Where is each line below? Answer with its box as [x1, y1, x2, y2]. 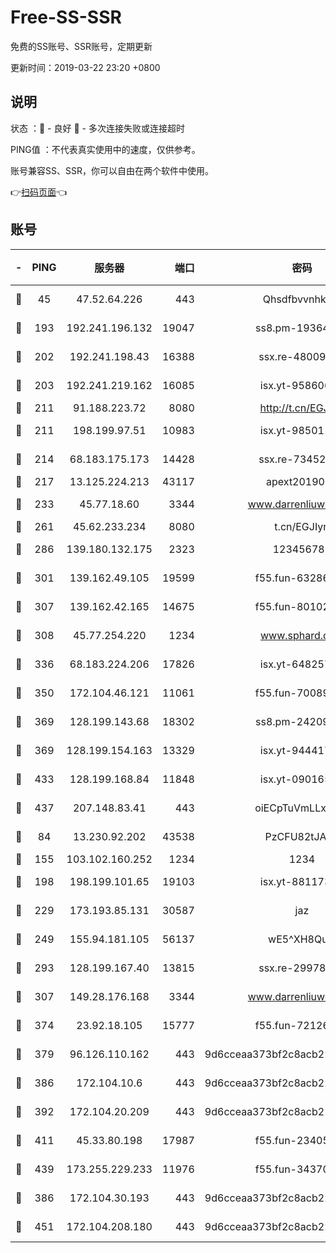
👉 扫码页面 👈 [10, 186, 68, 198]
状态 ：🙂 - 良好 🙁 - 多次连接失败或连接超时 [10, 122, 185, 134]
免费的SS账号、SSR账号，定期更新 [10, 40, 153, 52]
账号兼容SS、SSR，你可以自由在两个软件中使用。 [10, 164, 214, 176]
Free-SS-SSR [10, 6, 122, 29]
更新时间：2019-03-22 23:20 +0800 [10, 61, 161, 73]
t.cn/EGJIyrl [274, 519, 330, 533]
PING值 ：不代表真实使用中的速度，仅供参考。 [10, 143, 201, 155]
